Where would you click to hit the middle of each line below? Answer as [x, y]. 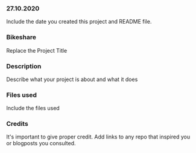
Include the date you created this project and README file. [79, 22]
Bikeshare [21, 37]
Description [24, 66]
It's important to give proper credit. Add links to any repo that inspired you [98, 137]
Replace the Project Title [37, 50]
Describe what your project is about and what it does [72, 79]
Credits [17, 124]
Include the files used [33, 108]
